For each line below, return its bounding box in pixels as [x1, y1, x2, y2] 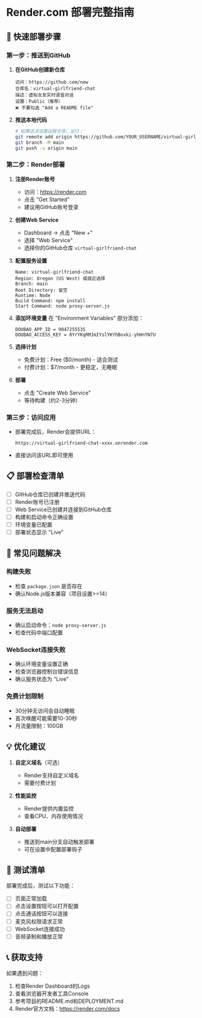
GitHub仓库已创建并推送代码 [14, 491, 86, 498]
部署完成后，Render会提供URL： [14, 428, 96, 435]
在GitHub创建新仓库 [14, 66, 65, 73]
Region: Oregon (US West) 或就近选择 [14, 275, 106, 282]
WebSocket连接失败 [6, 646, 66, 654]
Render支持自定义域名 [24, 772, 80, 779]
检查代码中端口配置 [14, 629, 63, 636]
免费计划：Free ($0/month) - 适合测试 [24, 356, 118, 363]
